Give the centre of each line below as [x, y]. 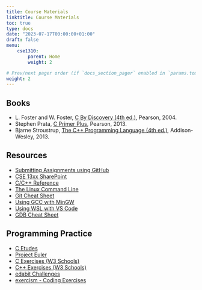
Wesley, [25, 137]
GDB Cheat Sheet [37, 215]
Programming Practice [49, 234]
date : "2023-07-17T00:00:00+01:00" [51, 34]
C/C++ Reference [37, 183]
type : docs [20, 29]
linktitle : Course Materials [43, 17]
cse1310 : [28, 51]
